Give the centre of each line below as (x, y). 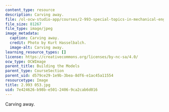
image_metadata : (22, 33)
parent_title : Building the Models (43, 66)
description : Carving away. (35, 15)
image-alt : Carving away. (37, 47)
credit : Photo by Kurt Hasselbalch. (48, 43)
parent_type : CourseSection (35, 71)
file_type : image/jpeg (29, 29)
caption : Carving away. (34, 38)
